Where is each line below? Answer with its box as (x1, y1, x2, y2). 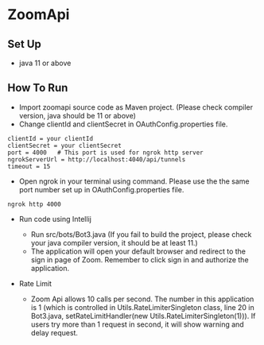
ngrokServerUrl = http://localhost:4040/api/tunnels (7, 155, 186, 164)
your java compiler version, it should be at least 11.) (30, 238, 198, 247)
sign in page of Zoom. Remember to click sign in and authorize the (30, 254, 249, 264)
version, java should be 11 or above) (18, 110, 136, 120)
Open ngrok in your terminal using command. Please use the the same (18, 176, 250, 186)
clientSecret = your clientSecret (7, 141, 122, 149)
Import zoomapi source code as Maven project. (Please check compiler (18, 102, 254, 112)
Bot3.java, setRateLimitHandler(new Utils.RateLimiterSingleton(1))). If (30, 311, 256, 320)
